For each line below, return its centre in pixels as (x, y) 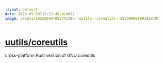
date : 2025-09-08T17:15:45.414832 (40, 14)
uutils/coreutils (36, 42)
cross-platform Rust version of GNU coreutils (50, 55)
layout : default (21, 9)
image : (12, 18)
